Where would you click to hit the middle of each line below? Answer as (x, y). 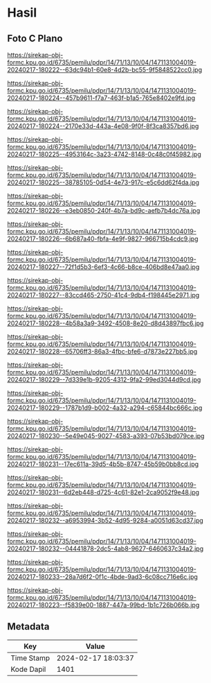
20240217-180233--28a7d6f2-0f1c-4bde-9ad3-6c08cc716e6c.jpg (103, 577)
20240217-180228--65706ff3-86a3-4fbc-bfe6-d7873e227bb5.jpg (102, 351)
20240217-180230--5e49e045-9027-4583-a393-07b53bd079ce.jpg (106, 436)
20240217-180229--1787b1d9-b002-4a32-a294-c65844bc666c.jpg (105, 408)
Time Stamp (30, 658)
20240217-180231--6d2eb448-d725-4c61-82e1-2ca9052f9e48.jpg (103, 492)
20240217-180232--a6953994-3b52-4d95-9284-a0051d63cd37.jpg (105, 520)
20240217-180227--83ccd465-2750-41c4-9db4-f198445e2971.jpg (103, 295)
